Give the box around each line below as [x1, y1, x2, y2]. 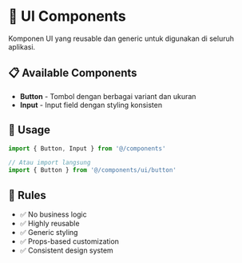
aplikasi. [8, 42, 36, 51]
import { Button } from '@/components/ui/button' [8, 166, 177, 174]
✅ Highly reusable [19, 219, 80, 228]
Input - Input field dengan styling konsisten [19, 100, 162, 110]
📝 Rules [8, 188, 46, 202]
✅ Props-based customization [19, 237, 120, 246]
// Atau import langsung [8, 159, 91, 167]
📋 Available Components [8, 66, 137, 80]
